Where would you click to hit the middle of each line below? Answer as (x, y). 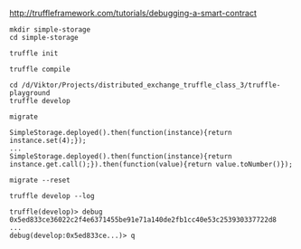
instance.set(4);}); (48, 140)
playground (30, 93)
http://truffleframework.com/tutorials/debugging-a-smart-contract (133, 13)
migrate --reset (40, 180)
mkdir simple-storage (50, 30)
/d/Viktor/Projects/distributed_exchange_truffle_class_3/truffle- (151, 85)
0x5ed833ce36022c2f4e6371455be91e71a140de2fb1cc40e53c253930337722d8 (143, 220)
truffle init (34, 53)
